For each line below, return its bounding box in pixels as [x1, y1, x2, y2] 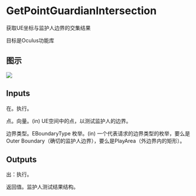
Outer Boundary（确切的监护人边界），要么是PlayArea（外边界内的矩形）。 [6, 137, 185, 144]
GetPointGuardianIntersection [6, 4, 157, 18]
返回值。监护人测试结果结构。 [6, 184, 79, 191]
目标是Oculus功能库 [6, 36, 55, 44]
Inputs [6, 88, 31, 98]
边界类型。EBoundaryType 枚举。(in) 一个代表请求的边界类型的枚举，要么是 [6, 129, 191, 137]
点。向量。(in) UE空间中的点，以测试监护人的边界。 [6, 117, 132, 124]
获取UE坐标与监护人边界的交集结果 [6, 24, 91, 31]
